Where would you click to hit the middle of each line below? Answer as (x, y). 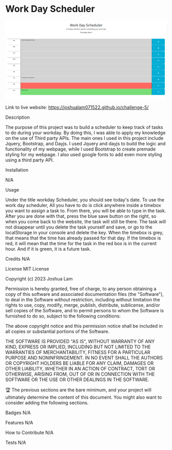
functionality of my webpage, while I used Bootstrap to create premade (81, 149)
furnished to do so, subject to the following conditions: (63, 316)
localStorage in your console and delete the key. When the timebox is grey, (84, 232)
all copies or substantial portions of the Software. (57, 331)
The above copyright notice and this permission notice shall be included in (84, 326)
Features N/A (19, 422)
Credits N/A (18, 259)
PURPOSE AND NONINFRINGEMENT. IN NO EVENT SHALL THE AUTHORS (84, 358)
